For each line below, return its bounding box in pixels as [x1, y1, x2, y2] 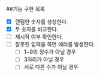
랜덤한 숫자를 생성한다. [14, 18, 68, 25]
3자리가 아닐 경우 [23, 56, 65, 63]
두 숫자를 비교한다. [14, 26, 59, 33]
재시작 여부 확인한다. [14, 33, 63, 40]
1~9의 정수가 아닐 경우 [23, 48, 77, 55]
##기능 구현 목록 [6, 5, 45, 12]
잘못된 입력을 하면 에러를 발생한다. [14, 41, 95, 48]
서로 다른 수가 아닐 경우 [23, 63, 79, 71]
